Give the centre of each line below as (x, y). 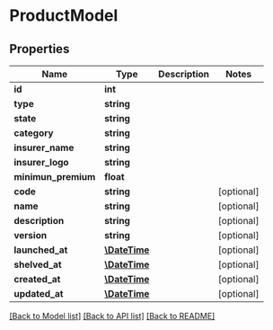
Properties (40, 49)
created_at (37, 279)
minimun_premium (55, 177)
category (34, 133)
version (31, 235)
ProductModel (64, 16)
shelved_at (38, 264)
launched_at (41, 250)
